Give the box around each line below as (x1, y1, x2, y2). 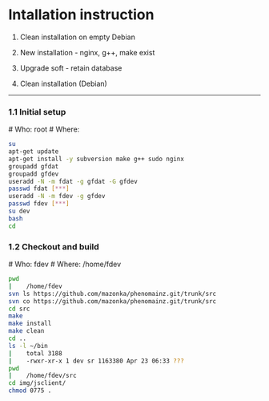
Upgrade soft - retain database (19, 63, 122, 73)
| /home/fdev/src (8, 371, 78, 380)
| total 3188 (8, 349, 62, 358)
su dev (8, 207, 30, 216)
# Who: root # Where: (8, 124, 80, 134)
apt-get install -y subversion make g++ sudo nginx (8, 155, 184, 163)
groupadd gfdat (8, 162, 59, 170)
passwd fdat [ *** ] (8, 184, 70, 193)
